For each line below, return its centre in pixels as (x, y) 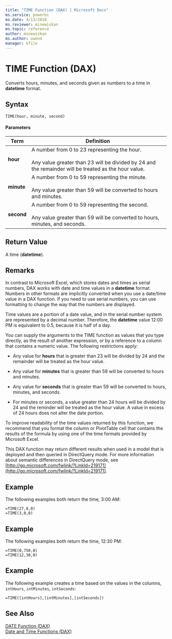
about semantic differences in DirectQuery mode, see (62, 460)
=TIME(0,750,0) (21, 550)
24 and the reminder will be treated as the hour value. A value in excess (88, 408)
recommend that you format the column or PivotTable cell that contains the (84, 429)
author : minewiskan (26, 34)
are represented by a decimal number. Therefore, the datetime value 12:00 (84, 320)
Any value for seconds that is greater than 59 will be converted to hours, (89, 387)
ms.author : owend (24, 39)
